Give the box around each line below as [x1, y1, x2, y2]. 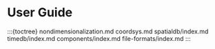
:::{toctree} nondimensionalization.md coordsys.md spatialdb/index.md [7, 27, 209, 35]
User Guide [7, 5, 73, 20]
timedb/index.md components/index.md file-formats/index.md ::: [7, 34, 191, 42]
